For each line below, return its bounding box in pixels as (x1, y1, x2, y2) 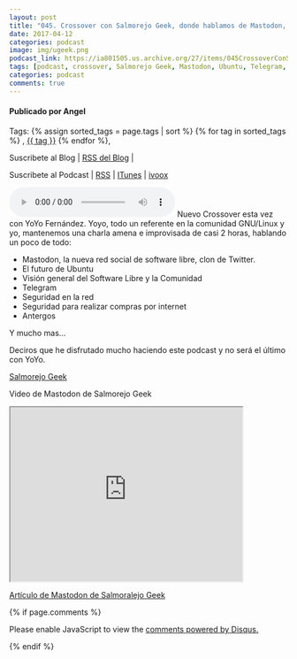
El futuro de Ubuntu (21, 263, 95, 274)
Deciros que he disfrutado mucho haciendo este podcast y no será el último (9, 344, 286, 355)
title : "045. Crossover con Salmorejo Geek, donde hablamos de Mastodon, (9, 21, 287, 30)
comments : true (9, 79, 65, 88)
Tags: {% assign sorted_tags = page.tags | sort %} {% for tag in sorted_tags (9, 126, 286, 136)
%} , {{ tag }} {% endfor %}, (9, 134, 111, 146)
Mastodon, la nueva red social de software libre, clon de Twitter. (21, 254, 256, 264)
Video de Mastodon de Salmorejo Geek (9, 388, 152, 399)
